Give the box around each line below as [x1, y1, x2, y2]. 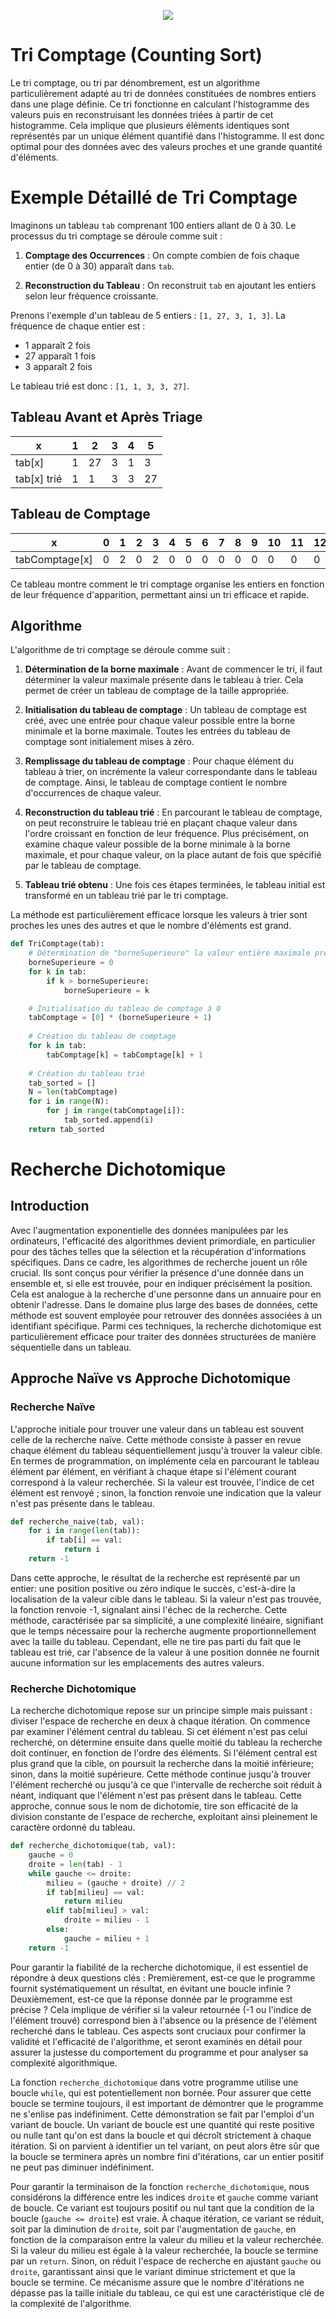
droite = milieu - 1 [63, 1915, 150, 1925]
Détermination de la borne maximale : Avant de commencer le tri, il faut [24, 663, 323, 675]
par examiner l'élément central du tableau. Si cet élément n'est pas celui [10, 1726, 308, 1738]
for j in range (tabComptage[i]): [46, 1106, 186, 1116]
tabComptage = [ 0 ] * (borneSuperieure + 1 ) [28, 1013, 213, 1023]
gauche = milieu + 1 [63, 1933, 150, 1944]
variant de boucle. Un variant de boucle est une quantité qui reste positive [10, 2118, 315, 2130]
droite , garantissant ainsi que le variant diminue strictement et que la [10, 2265, 296, 2277]
